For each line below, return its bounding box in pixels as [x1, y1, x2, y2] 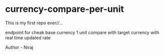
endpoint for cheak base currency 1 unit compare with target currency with [5, 29, 159, 35]
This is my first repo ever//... [5, 20, 63, 26]
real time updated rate [5, 35, 51, 41]
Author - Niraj [5, 44, 33, 50]
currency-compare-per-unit [5, 3, 124, 15]
